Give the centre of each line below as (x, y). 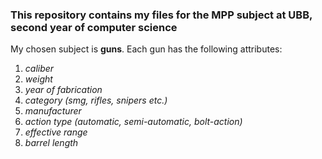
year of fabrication (63, 90)
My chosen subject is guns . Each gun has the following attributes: (146, 49)
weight (38, 79)
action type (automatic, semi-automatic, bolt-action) (133, 122)
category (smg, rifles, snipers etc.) (96, 100)
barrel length (51, 143)
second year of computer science (94, 27)
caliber (39, 69)
